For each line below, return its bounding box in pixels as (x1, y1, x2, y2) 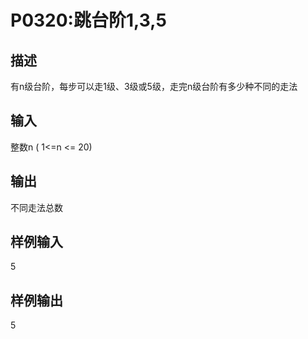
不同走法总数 (10, 201, 63, 213)
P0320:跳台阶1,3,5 (10, 9, 167, 32)
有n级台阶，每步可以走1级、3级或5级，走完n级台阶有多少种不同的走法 (10, 81, 298, 92)
